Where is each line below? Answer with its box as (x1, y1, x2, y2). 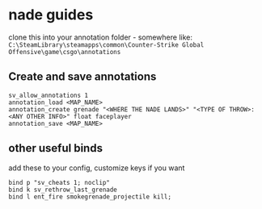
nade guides (8, 6, 94, 24)
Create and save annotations (8, 70, 157, 84)
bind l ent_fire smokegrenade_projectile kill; (8, 192, 172, 201)
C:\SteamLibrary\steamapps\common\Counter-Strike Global (8, 40, 205, 49)
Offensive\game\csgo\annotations (8, 48, 121, 56)
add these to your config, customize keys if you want (8, 163, 185, 173)
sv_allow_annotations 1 (8, 91, 89, 99)
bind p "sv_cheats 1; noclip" (8, 178, 111, 186)
